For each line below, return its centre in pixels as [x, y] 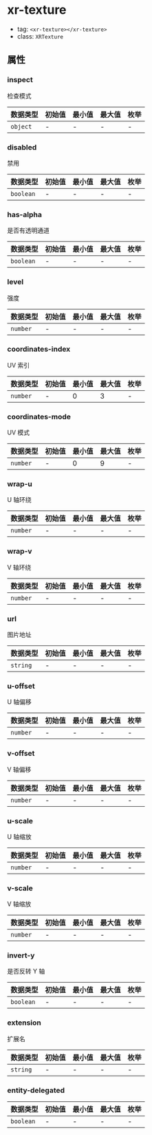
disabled [22, 147]
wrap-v [20, 552]
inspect [20, 80]
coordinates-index [39, 349]
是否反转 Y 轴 [26, 972]
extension [24, 1023]
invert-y [21, 956]
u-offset [21, 686]
